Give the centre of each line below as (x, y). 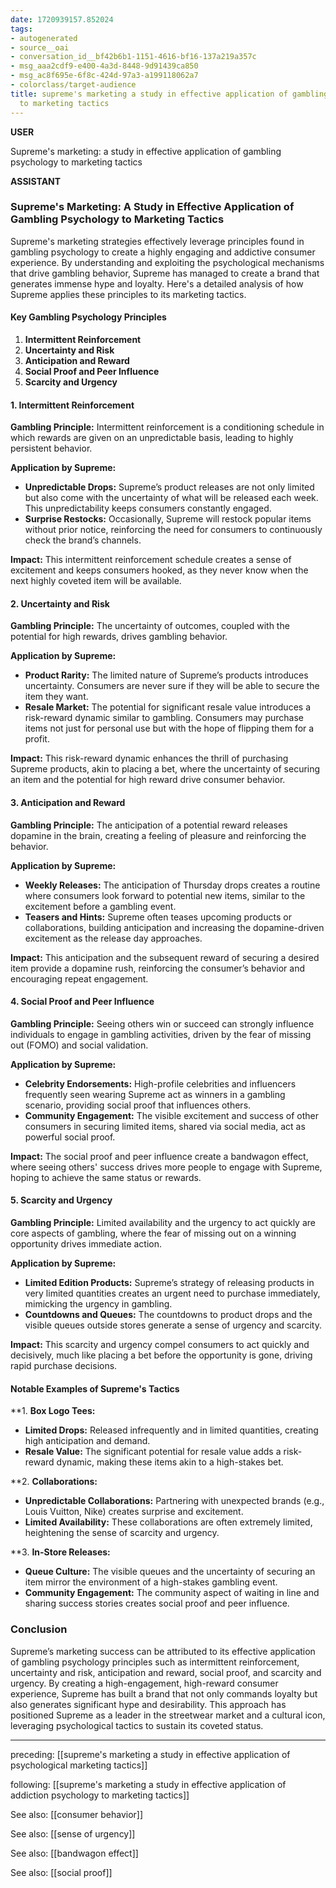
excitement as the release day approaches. (113, 938)
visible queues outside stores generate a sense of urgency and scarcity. (173, 1325)
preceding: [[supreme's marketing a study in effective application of (150, 1754)
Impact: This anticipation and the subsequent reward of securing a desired (165, 957)
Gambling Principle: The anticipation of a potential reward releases (149, 825)
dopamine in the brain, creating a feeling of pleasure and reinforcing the (158, 835)
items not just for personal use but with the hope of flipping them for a (169, 728)
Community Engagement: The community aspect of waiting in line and (172, 1593)
